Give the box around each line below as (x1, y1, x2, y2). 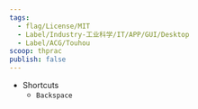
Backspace (35, 91, 74, 100)
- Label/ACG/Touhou (17, 38, 91, 48)
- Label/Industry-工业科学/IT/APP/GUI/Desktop (17, 30, 190, 39)
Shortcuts (22, 80, 59, 90)
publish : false (9, 55, 67, 64)
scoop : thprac (9, 47, 63, 56)
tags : (9, 13, 30, 23)
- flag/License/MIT (17, 22, 91, 31)
